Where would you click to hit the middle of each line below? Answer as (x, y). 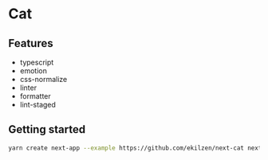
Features (31, 43)
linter (28, 88)
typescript (37, 62)
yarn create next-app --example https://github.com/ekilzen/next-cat (126, 148)
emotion (33, 71)
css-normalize (43, 79)
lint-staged (37, 105)
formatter (35, 96)
